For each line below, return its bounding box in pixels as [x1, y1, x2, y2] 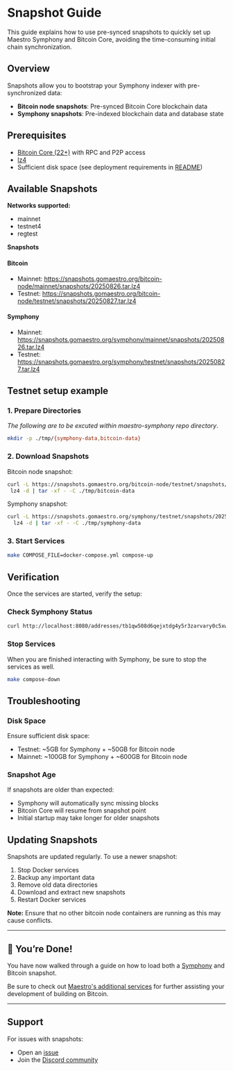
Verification [7, 571, 60, 583]
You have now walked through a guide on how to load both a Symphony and [7, 961, 225, 970]
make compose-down [7, 676, 60, 682]
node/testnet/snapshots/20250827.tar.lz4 [17, 297, 137, 305]
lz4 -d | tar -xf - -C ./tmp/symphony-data [13, 520, 141, 527]
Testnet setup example [7, 385, 109, 397]
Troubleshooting [7, 695, 81, 707]
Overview [7, 63, 51, 74]
